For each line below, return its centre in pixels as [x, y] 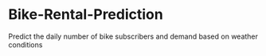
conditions [25, 44]
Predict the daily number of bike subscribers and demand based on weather [133, 36]
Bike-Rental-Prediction [86, 15]
